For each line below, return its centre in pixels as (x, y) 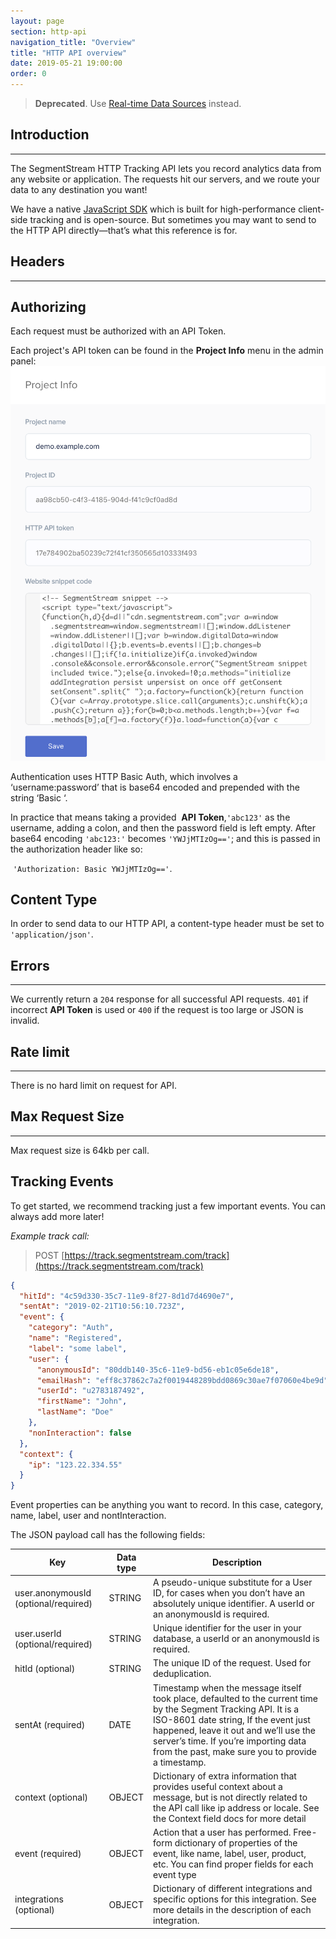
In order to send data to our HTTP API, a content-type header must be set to (167, 924)
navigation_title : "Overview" (73, 42)
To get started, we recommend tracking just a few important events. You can (168, 1206)
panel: (23, 361)
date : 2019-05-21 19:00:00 (66, 63)
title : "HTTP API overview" (69, 53)
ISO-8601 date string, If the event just (232, 1719)
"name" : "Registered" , (75, 1338)
